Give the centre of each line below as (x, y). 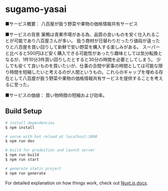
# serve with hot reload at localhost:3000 (51, 136)
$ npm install (20, 127)
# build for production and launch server (50, 150)
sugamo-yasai (36, 9)
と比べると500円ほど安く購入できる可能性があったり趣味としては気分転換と (84, 53)
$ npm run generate (26, 173)
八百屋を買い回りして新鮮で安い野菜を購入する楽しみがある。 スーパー (87, 47)
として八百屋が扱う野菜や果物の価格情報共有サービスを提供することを (82, 78)
